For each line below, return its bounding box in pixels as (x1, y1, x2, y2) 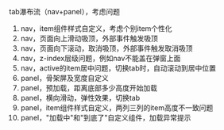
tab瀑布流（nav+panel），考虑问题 (9, 7, 120, 16)
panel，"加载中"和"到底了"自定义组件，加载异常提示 (20, 113, 191, 122)
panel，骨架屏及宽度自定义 (20, 74, 110, 82)
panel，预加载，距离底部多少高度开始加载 (20, 83, 158, 93)
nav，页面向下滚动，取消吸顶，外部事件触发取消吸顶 (20, 44, 193, 53)
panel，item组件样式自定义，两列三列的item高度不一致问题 (20, 103, 214, 113)
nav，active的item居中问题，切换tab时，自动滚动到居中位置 (20, 63, 217, 73)
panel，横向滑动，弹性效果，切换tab (20, 94, 141, 102)
